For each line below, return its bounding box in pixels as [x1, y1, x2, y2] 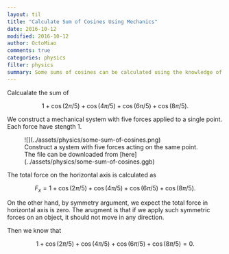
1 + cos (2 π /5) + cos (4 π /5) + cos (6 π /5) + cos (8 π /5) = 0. [36, 240, 195, 248]
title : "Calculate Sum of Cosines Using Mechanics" [7, 18, 158, 25]
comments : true [7, 47, 51, 54]
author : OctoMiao [7, 40, 57, 47]
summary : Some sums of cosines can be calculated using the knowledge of [7, 68, 223, 75]
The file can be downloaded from [24, 150, 119, 158]
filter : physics [7, 62, 53, 68]
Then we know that [7, 227, 62, 235]
